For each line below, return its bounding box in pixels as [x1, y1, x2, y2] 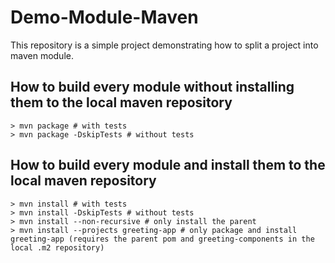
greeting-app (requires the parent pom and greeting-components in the [10, 234, 315, 244]
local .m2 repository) [10, 242, 105, 253]
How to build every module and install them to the [10, 157, 326, 174]
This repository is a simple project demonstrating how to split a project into [10, 39, 319, 51]
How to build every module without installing [10, 79, 295, 96]
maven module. [10, 49, 74, 61]
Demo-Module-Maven [10, 6, 199, 29]
